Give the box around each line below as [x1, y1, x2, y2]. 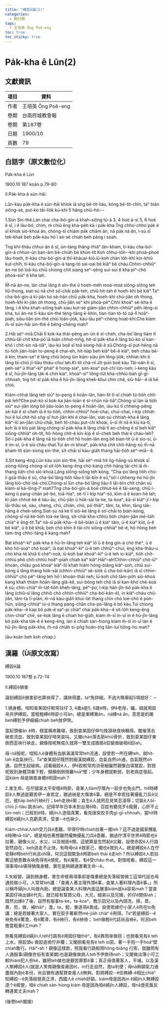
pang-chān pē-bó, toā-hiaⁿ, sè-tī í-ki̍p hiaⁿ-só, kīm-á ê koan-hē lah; [20, 491, 157, 497]
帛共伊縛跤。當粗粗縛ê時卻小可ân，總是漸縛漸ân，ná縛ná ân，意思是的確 [5, 711, 154, 717]
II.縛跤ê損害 [5, 684, 28, 690]
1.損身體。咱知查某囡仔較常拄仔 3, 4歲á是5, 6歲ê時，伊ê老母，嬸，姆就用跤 [5, 705, 157, 711]
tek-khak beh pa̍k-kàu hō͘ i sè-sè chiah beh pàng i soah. [5, 234, 118, 240]
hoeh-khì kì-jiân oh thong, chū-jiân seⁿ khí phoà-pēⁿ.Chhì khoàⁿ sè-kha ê [5, 299, 153, 305]
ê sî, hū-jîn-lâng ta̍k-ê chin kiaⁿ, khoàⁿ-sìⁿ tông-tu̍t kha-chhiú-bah [5, 371, 137, 377]
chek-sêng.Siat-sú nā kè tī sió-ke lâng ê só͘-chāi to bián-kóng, [20, 508, 145, 514]
